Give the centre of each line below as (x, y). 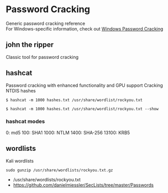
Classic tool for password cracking (42, 57)
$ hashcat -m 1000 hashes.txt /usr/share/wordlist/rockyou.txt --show (82, 109)
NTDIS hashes (21, 90)
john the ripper (30, 45)
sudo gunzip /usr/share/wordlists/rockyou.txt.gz (60, 170)
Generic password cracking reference (46, 23)
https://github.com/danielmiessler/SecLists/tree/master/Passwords (83, 185)
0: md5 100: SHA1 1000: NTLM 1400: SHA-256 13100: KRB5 (68, 133)
